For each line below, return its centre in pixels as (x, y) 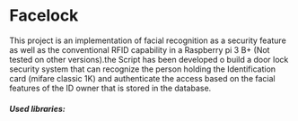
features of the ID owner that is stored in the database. (110, 88)
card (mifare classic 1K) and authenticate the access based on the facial (142, 78)
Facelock (44, 16)
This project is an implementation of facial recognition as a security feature (148, 40)
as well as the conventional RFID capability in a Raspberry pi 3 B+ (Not (140, 49)
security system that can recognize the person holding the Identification (143, 69)
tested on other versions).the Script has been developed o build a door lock (149, 59)
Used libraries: (37, 108)
